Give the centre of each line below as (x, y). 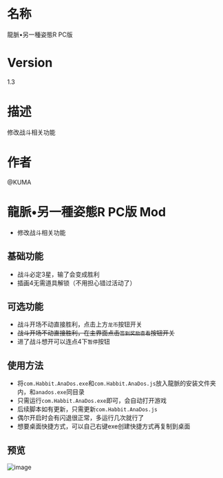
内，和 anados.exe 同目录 (51, 392)
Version (30, 63)
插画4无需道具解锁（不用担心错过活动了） (76, 282)
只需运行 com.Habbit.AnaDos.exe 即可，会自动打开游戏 (92, 401)
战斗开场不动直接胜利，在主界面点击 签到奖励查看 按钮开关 (96, 333)
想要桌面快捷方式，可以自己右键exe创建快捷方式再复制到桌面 (104, 426)
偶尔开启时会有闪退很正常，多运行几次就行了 (81, 418)
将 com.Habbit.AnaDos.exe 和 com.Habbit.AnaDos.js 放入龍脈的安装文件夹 (117, 384)
